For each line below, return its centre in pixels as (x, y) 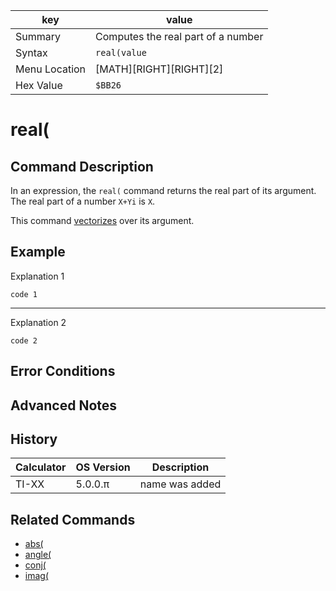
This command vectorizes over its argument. (102, 220)
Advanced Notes (64, 405)
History (34, 439)
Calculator (41, 467)
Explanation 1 (37, 276)
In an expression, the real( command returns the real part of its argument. (163, 190)
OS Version (103, 467)
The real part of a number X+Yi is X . (83, 201)
